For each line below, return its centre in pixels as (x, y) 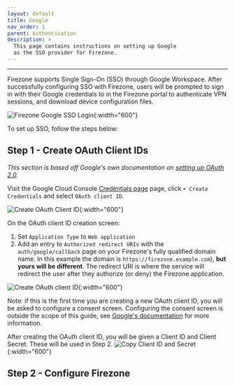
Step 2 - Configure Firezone (69, 374)
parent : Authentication (42, 33)
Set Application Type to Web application (76, 236)
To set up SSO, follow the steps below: (63, 128)
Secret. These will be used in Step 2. (60, 344)
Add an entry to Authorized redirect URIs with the (91, 244)
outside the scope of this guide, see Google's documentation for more (108, 315)
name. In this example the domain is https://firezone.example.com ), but (122, 259)
